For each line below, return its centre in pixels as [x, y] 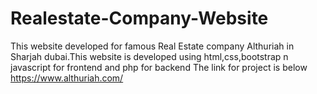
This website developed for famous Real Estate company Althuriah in [152, 46]
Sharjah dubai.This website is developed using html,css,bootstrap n [149, 56]
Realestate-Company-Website [139, 18]
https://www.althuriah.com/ [67, 78]
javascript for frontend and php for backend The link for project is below [159, 67]
